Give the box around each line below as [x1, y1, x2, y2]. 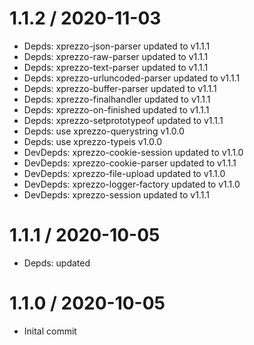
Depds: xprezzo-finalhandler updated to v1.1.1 [23, 93, 211, 105]
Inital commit [23, 325, 77, 337]
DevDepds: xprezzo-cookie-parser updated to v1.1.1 [23, 157, 237, 169]
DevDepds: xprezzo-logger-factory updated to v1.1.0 [23, 178, 241, 190]
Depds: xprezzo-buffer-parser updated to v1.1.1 [23, 82, 217, 94]
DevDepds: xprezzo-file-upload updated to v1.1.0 [23, 167, 226, 179]
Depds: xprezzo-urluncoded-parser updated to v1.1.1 [23, 72, 241, 84]
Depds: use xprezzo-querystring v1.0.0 [23, 125, 185, 137]
